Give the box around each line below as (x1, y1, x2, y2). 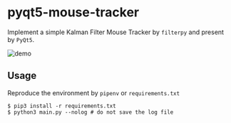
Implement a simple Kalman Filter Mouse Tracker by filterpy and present (7, 28, 225, 36)
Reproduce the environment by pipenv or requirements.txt (7, 88, 180, 97)
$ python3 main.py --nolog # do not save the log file (7, 108, 174, 116)
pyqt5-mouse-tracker (7, 4, 140, 21)
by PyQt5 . (7, 35, 34, 43)
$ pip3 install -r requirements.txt (7, 102, 116, 109)
